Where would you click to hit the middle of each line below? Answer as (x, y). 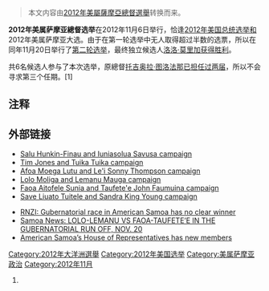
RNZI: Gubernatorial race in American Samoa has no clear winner (128, 212)
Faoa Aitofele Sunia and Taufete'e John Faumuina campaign (119, 188)
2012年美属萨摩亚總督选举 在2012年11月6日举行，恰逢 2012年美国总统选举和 (132, 30)
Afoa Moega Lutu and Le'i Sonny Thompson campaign (110, 171)
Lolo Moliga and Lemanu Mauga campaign (90, 180)
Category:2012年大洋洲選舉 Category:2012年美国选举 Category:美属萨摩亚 (132, 254)
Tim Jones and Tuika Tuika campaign (82, 163)
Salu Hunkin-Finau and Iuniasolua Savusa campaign (106, 154)
